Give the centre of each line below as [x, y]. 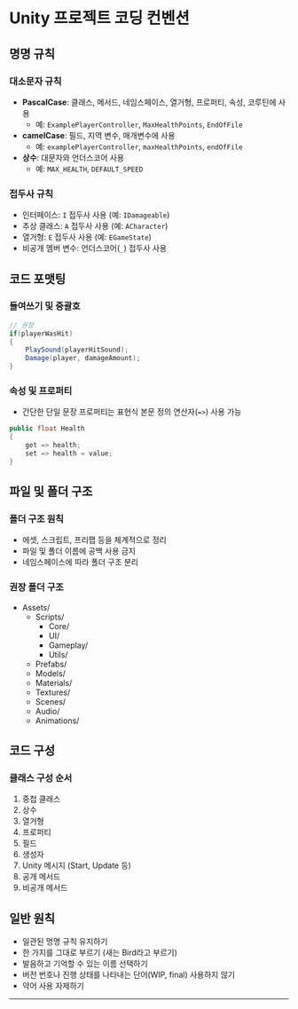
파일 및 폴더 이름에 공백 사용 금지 [78, 551]
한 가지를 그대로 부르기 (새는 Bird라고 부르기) [99, 953]
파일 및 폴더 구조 [51, 492]
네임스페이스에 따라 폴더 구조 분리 [80, 562]
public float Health [47, 429]
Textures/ [53, 692]
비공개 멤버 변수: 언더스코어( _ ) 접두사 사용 [94, 248]
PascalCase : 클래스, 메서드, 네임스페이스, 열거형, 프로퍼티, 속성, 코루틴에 [149, 102]
